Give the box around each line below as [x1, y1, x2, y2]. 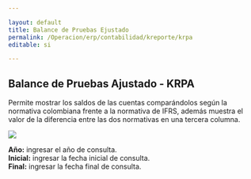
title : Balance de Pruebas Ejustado [8, 25, 129, 34]
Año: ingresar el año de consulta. [8, 145, 117, 154]
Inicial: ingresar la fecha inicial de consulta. [8, 154, 150, 163]
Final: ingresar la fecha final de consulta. [8, 162, 142, 171]
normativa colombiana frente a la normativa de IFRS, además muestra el [8, 106, 244, 116]
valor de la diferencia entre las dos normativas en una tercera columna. [8, 115, 241, 124]
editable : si [8, 40, 51, 48]
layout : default [8, 18, 62, 26]
